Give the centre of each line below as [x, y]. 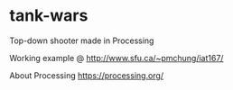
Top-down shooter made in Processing [82, 40]
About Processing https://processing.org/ [87, 75]
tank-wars [49, 16]
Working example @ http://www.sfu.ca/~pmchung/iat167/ [116, 58]
